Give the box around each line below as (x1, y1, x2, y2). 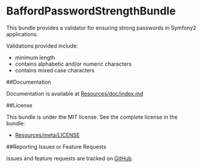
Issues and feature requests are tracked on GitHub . (6, 155, 134, 162)
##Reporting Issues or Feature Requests (6, 143, 107, 150)
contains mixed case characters (14, 66, 95, 73)
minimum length (14, 54, 55, 61)
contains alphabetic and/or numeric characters (14, 60, 132, 67)
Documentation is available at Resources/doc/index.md (6, 90, 144, 97)
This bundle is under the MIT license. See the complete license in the (6, 113, 178, 120)
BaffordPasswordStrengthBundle (6, 4, 176, 18)
